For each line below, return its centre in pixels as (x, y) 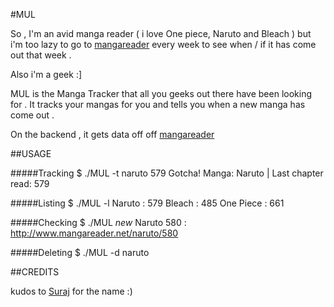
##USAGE (31, 153)
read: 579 (30, 183)
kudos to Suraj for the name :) (71, 291)
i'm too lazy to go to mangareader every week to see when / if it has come (163, 44)
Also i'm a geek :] (46, 74)
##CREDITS (35, 272)
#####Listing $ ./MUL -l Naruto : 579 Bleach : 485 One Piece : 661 (147, 203)
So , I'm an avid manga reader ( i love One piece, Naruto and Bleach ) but (161, 33)
